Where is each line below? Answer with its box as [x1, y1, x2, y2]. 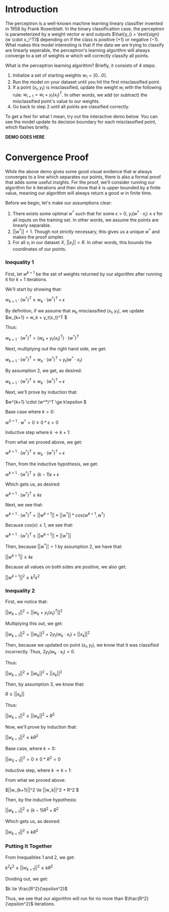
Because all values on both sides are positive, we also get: [5, 564, 127, 570]
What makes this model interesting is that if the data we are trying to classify [5, 42, 164, 48]
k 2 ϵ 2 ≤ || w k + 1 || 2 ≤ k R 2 [5, 864, 53, 872]
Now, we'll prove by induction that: [5, 724, 77, 730]
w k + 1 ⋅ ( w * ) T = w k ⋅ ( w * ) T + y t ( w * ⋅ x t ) [5, 355, 83, 364]
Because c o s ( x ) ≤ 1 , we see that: [5, 522, 74, 528]
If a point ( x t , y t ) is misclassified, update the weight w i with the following [12, 84, 162, 92]
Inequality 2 [5, 587, 35, 594]
